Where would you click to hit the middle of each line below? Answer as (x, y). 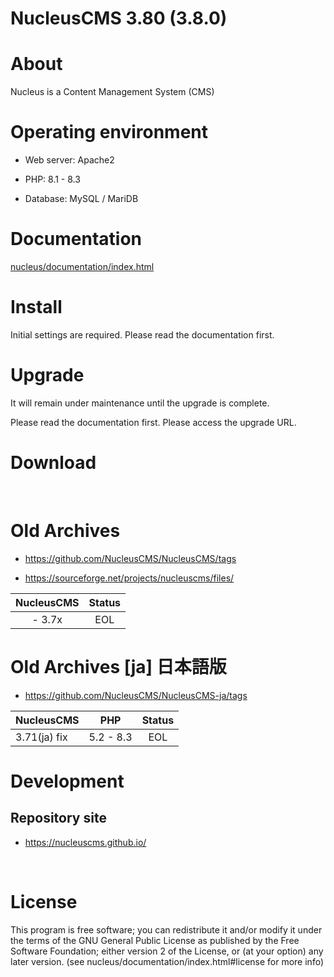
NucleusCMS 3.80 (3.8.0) (119, 18)
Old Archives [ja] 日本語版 (118, 666)
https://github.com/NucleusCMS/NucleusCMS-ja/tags (136, 695)
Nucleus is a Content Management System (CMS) (112, 92)
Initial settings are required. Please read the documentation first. (142, 334)
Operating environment (109, 132)
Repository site (58, 818)
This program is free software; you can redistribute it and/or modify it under (166, 929)
